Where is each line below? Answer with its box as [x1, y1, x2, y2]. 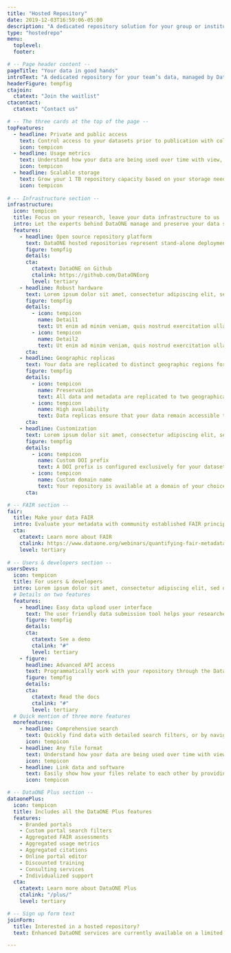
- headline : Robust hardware [19, 284, 103, 291]
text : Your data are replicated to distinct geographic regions [25, 361, 214, 368]
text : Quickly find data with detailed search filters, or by [25, 732, 208, 739]
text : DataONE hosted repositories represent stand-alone [25, 239, 195, 246]
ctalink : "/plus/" [19, 892, 72, 899]
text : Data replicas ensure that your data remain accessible [37, 412, 220, 420]
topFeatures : [7, 125, 45, 131]
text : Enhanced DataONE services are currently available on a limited [13, 930, 223, 936]
